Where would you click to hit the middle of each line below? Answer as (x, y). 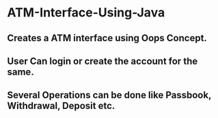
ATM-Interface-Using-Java (86, 13)
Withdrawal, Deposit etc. (61, 106)
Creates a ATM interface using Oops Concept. (107, 38)
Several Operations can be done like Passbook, (109, 95)
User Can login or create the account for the (103, 61)
